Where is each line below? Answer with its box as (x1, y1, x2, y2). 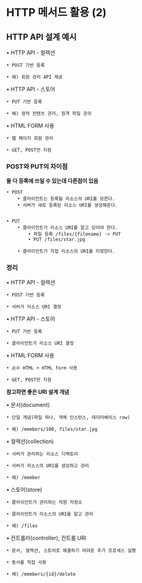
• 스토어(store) (6, 486, 42, 493)
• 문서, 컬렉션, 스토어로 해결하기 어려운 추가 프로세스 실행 (6, 547, 137, 554)
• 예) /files (6, 523, 38, 529)
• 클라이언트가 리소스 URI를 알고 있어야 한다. (17, 225, 118, 231)
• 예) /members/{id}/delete (6, 571, 76, 577)
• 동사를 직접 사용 (6, 559, 47, 565)
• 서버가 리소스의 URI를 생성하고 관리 (6, 463, 89, 469)
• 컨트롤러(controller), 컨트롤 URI (6, 534, 87, 542)
